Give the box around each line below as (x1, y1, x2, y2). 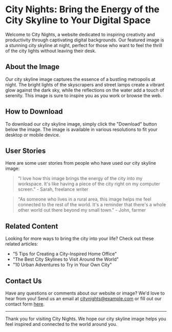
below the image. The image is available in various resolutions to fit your (5, 126, 158, 132)
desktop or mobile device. (5, 131, 60, 138)
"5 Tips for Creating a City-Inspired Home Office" (12, 251, 117, 257)
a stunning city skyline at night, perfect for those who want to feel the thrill (5, 42, 162, 48)
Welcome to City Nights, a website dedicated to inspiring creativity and (5, 31, 155, 37)
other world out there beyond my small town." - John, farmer (17, 207, 146, 213)
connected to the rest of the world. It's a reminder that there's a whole (17, 202, 166, 208)
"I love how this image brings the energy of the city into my (17, 175, 143, 182)
